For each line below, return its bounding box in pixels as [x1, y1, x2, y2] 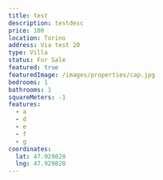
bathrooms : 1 [8, 85, 52, 94]
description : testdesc [8, 19, 84, 27]
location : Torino [8, 33, 66, 42]
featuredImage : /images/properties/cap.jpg [8, 71, 156, 79]
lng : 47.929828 [15, 160, 66, 168]
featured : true [8, 64, 59, 72]
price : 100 [8, 26, 45, 34]
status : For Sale [8, 57, 66, 65]
